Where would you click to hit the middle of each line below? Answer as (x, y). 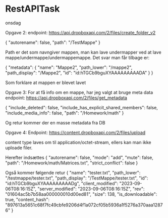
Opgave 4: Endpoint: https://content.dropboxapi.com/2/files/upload (75, 133)
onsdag (13, 23)
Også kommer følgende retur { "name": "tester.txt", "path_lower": (73, 172)
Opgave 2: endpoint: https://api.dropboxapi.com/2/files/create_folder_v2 (80, 32)
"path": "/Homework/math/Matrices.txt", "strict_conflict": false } (72, 163)
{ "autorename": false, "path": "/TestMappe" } (53, 42)
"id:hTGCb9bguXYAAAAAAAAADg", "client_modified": (62, 183)
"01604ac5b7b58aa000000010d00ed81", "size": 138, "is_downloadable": (81, 194)
